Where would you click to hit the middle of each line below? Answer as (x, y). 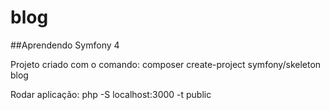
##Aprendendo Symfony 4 (65, 45)
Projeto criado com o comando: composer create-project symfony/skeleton (166, 64)
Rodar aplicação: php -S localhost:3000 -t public (111, 94)
